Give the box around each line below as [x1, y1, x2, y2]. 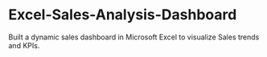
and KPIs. [8, 40, 40, 50]
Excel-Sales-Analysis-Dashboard [8, 6, 237, 24]
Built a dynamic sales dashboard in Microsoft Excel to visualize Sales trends [8, 32, 260, 42]
